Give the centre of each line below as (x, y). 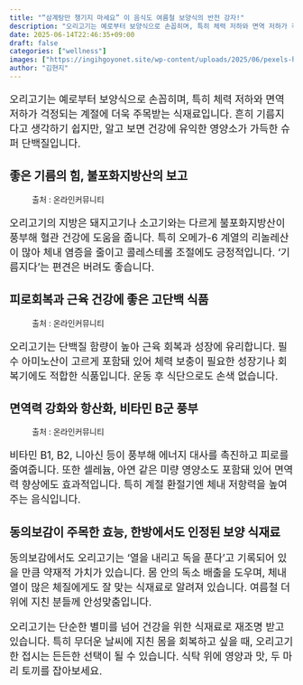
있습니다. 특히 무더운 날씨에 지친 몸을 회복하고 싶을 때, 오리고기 (151, 641)
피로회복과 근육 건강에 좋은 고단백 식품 (109, 300)
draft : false (34, 43)
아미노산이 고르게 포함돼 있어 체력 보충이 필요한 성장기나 (148, 361)
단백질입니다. (51, 143)
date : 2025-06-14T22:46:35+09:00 (72, 34)
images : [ (28, 60)
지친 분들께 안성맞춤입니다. (92, 602)
